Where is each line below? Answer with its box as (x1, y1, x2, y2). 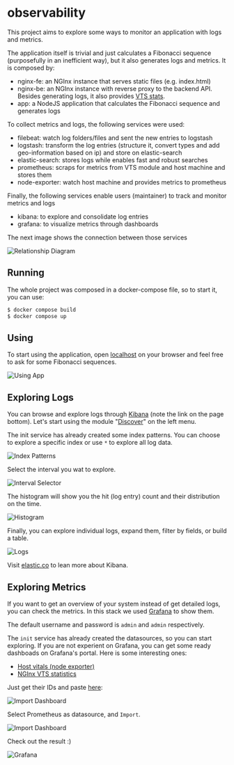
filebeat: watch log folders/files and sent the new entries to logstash (17, 134, 213, 142)
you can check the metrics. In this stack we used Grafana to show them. (7, 607, 214, 615)
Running (7, 267, 45, 279)
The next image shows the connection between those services (7, 233, 188, 242)
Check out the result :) (7, 736, 72, 746)
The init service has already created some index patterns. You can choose (7, 431, 221, 439)
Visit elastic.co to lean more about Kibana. (7, 561, 129, 569)
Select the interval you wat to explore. (7, 465, 116, 474)
